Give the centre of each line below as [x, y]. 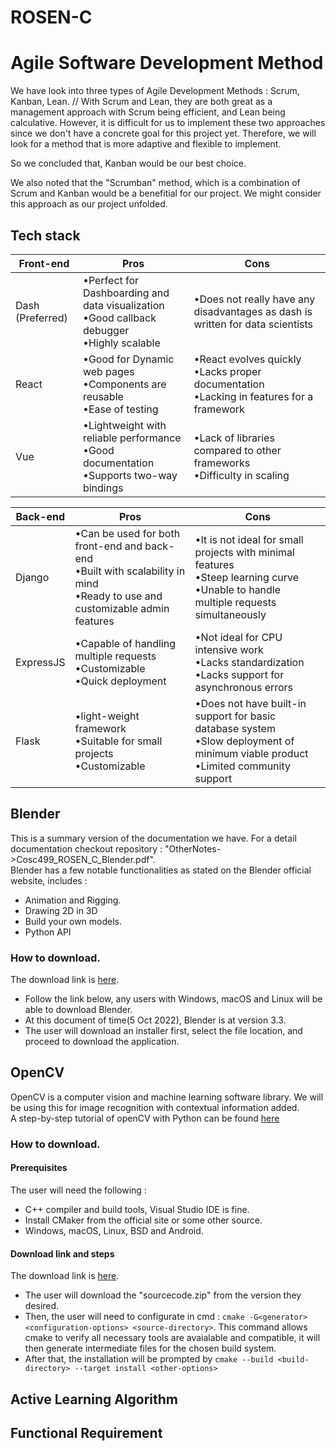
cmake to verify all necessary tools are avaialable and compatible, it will [172, 1338]
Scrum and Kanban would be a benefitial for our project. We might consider [166, 193]
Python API [48, 932]
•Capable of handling [125, 643]
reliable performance [132, 438]
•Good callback [119, 318]
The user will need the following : [78, 1190]
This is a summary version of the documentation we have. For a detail [153, 838]
